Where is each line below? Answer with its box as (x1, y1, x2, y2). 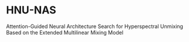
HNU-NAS (6, 3, 57, 17)
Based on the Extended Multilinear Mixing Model (6, 29, 124, 36)
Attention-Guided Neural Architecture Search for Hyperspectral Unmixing (6, 23, 184, 30)
